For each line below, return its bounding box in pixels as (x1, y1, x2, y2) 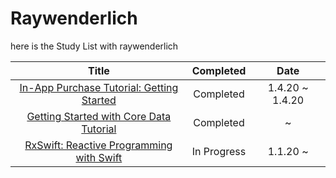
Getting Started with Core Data (26, 109, 172, 123)
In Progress (191, 144, 247, 158)
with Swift (75, 150, 123, 164)
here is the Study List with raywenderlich (10, 40, 179, 52)
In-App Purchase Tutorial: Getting (19, 80, 179, 94)
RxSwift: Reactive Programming (24, 138, 173, 152)
